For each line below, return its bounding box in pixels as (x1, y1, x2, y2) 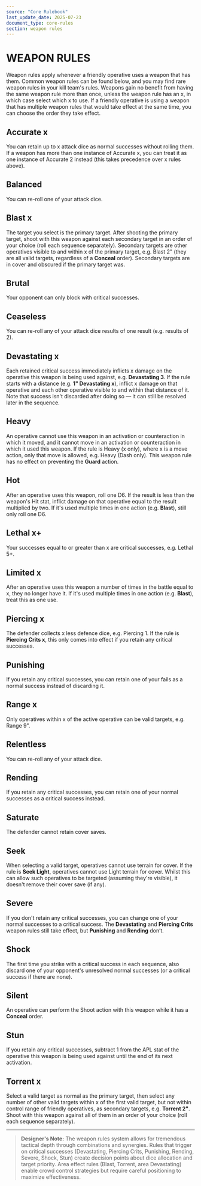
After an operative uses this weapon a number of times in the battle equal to (6, 583, 194, 591)
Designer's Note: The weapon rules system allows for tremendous (20, 1135, 186, 1142)
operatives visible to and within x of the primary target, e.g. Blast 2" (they (6, 248, 187, 255)
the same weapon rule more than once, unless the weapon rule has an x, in (6, 91, 191, 98)
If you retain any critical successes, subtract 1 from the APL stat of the (6, 1046, 179, 1053)
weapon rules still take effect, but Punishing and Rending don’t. (6, 926, 165, 934)
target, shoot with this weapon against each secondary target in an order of (6, 235, 193, 242)
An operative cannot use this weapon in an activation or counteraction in (6, 432, 185, 439)
